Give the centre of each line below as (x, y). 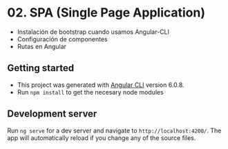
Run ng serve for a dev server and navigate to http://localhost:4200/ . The (114, 130)
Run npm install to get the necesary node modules (90, 92)
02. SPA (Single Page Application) (106, 13)
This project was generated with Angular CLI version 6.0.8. (101, 85)
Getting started (41, 68)
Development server (52, 114)
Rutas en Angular (42, 46)
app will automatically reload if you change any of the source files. (102, 138)
